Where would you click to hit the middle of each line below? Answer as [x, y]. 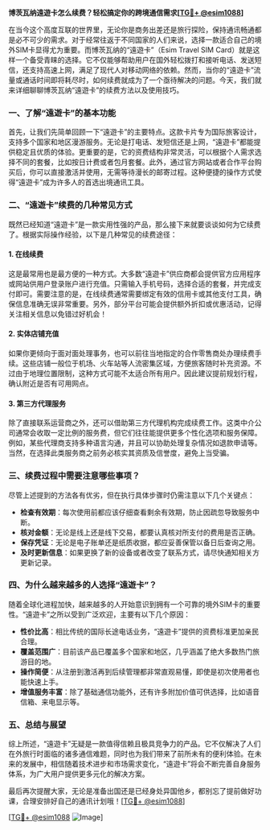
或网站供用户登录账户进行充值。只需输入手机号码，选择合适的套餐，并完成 [131, 283]
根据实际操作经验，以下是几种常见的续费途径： [100, 234]
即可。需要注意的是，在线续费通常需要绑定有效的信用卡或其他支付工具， [135, 294]
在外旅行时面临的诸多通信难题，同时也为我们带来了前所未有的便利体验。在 [131, 754]
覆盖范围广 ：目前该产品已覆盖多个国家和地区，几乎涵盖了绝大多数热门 [136, 651]
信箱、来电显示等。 [52, 702]
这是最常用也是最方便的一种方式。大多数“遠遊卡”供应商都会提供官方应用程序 [135, 274]
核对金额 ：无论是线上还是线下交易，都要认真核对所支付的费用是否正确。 [139, 532]
